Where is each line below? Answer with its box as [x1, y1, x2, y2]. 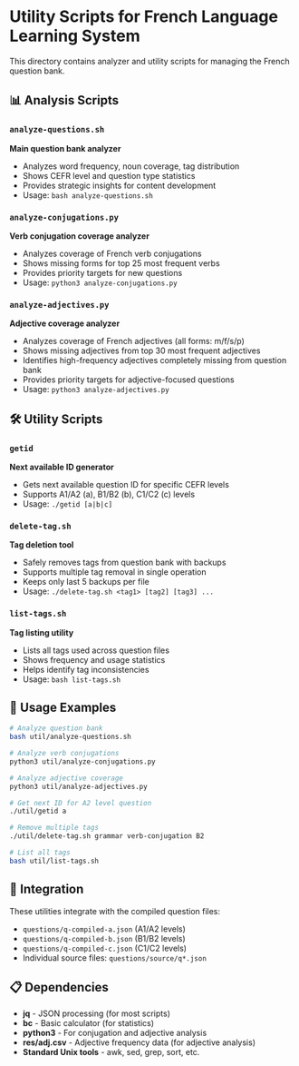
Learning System [9, 25, 140, 46]
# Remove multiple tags [9, 824, 100, 833]
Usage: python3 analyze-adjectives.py [22, 384, 169, 395]
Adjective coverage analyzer [9, 318, 121, 329]
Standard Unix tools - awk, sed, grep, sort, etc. [22, 1047, 200, 1058]
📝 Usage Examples [9, 699, 117, 715]
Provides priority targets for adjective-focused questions [22, 374, 235, 385]
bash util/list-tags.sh [9, 856, 100, 865]
